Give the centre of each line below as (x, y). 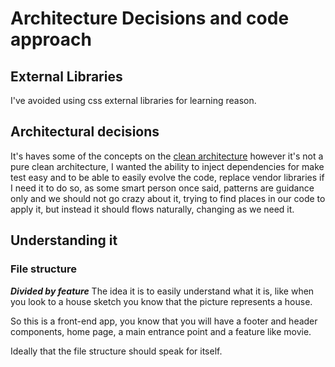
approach (51, 39)
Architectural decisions (85, 132)
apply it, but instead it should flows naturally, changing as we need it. (152, 209)
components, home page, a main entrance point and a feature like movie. (161, 331)
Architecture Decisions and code (150, 18)
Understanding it (64, 240)
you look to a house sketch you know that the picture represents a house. (161, 301)
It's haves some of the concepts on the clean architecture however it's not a (167, 156)
